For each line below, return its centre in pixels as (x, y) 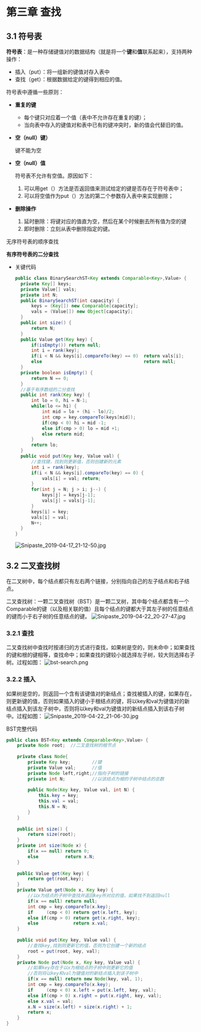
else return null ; (103, 362)
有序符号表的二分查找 (32, 254)
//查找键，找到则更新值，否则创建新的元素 (76, 462)
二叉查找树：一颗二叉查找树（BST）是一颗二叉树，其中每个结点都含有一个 (98, 601)
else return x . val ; (68, 923)
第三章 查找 (34, 12)
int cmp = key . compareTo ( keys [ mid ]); (89, 417)
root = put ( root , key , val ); (64, 951)
